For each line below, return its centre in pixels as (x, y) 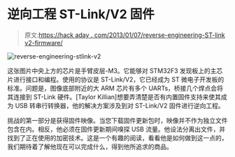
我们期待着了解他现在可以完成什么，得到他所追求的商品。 (90, 147)
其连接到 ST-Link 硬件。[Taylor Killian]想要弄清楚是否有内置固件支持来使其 (114, 97)
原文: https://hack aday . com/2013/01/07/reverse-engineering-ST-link (124, 35)
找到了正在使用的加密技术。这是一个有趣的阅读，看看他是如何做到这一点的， (117, 137)
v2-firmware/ (43, 43)
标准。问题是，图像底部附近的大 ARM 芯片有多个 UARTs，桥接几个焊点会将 (115, 88)
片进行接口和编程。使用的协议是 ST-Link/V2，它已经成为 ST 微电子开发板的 (116, 79)
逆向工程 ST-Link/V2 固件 (81, 14)
